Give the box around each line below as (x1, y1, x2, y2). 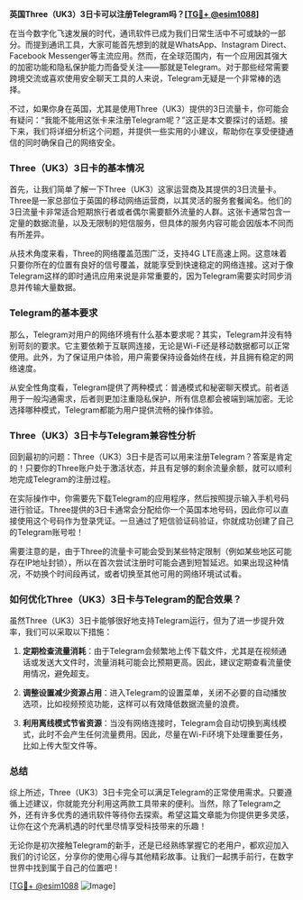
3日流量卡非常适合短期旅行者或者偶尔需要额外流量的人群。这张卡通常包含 (9, 206, 283, 217)
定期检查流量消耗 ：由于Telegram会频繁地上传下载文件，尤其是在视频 (22, 646, 280, 657)
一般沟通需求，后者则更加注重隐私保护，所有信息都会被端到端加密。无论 (24, 393, 294, 404)
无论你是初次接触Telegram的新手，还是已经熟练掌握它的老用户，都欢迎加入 (9, 840, 289, 850)
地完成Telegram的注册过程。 (9, 473, 115, 485)
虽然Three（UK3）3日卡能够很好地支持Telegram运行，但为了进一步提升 (9, 615, 277, 626)
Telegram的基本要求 (9, 306, 98, 319)
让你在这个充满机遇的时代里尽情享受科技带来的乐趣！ (9, 821, 207, 832)
